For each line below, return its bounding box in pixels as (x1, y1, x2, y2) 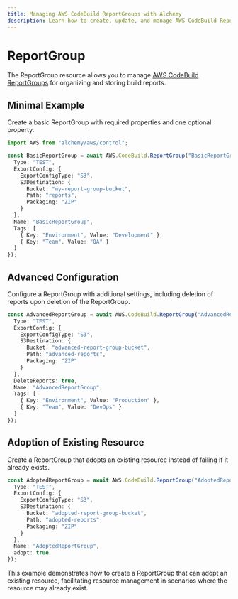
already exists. (7, 463, 50, 471)
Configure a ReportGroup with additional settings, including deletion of (7, 289, 214, 298)
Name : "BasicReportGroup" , (13, 218, 93, 225)
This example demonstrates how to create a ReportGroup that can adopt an (7, 569, 228, 577)
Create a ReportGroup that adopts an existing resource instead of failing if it (7, 455, 229, 464)
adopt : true (13, 549, 50, 556)
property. (7, 126, 35, 134)
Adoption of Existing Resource (7, 436, 144, 448)
